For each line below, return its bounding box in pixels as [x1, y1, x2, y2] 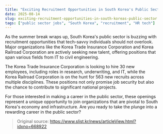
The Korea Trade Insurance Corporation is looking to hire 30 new [5, 64, 135, 70]
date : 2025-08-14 [5, 12, 40, 16]
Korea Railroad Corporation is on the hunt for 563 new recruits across [5, 74, 144, 80]
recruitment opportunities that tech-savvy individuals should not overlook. [5, 39, 153, 45]
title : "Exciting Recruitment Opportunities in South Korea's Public [5, 7, 149, 12]
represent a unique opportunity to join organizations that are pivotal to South [5, 99, 158, 104]
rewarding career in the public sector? [5, 109, 81, 115]
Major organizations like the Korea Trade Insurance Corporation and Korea [5, 44, 154, 50]
